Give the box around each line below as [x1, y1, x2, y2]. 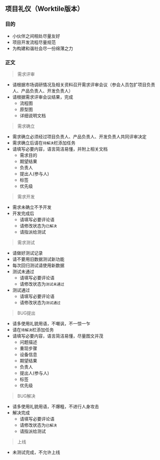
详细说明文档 [19, 112, 46, 118]
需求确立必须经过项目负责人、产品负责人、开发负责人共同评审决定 [12, 133, 147, 140]
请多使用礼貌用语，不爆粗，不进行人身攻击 [12, 403, 99, 409]
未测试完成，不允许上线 [12, 449, 60, 455]
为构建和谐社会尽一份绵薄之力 [12, 45, 73, 51]
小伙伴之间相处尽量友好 [12, 33, 60, 39]
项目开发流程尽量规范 [12, 39, 56, 45]
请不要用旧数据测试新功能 [12, 256, 65, 262]
